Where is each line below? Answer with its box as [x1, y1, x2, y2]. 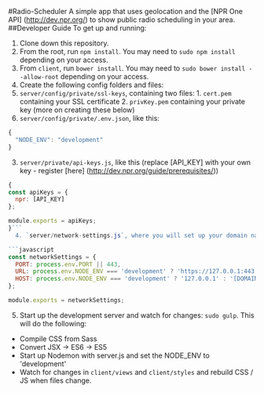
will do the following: [19, 318, 87, 328]
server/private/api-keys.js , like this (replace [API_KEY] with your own [19, 157, 251, 167]
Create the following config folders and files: [19, 80, 164, 89]
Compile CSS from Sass [19, 333, 97, 344]
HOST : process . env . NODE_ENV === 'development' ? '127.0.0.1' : [15, 275, 227, 283]
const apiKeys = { [8, 188, 68, 196]
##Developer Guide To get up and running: [8, 24, 147, 32]
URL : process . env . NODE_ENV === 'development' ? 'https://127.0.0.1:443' [15, 267, 258, 275]
